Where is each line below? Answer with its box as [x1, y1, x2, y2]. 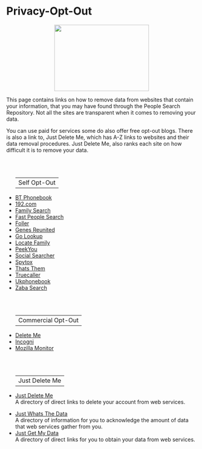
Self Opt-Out [18, 178, 56, 186]
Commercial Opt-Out [18, 316, 79, 324]
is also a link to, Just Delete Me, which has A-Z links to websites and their [6, 133, 189, 141]
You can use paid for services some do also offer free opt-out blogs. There [6, 127, 194, 134]
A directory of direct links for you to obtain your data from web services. [15, 436, 195, 443]
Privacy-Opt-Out [6, 4, 93, 18]
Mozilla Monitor [15, 344, 54, 351]
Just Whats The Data [15, 410, 68, 417]
